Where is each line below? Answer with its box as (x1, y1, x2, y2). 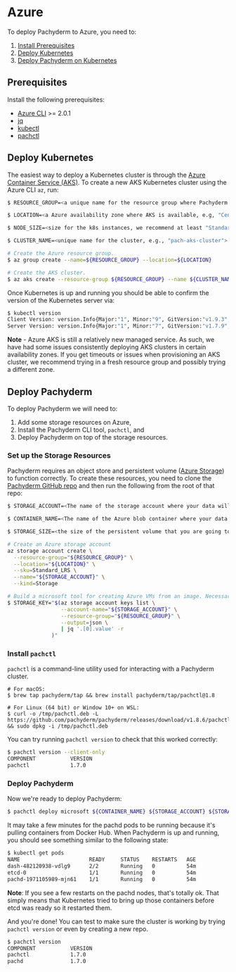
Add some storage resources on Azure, (17, 418, 132, 426)
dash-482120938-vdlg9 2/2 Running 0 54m (7, 863, 197, 870)
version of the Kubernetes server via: (7, 296, 114, 304)
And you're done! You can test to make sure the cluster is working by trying (7, 917, 226, 926)
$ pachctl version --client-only (7, 749, 105, 756)
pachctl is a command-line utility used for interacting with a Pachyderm (7, 665, 214, 673)
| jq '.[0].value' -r (60, 625, 124, 633)
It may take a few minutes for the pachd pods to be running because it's (7, 821, 216, 830)
